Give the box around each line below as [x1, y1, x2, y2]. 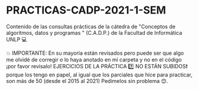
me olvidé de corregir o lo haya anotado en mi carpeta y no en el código [6, 56, 182, 63]
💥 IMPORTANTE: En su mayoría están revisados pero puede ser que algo [6, 49, 184, 56]
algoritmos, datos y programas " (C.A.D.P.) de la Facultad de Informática [6, 29, 182, 36]
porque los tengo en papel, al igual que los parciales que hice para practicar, [6, 71, 193, 78]
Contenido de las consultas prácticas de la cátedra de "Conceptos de [6, 23, 176, 30]
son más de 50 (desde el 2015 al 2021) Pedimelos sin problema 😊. [6, 77, 168, 84]
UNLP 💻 [6, 36, 28, 43]
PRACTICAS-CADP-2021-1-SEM [6, 4, 167, 17]
